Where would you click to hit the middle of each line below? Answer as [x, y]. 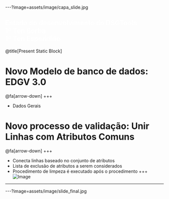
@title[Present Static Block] [34, 51]
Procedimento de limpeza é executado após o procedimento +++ [80, 171]
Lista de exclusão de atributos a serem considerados [67, 166]
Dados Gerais [27, 106]
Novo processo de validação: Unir [77, 126]
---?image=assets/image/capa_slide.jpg [47, 7]
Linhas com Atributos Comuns [70, 137]
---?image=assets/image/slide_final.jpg [46, 191]
